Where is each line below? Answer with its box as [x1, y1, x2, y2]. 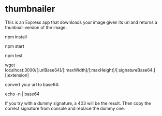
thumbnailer [5, 3, 56, 14]
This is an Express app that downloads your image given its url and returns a [5, 19, 158, 25]
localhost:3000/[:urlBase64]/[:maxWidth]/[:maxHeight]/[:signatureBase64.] [5, 67, 156, 73]
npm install [5, 34, 27, 40]
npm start [5, 43, 25, 49]
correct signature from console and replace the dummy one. [5, 105, 125, 111]
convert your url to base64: [5, 81, 59, 87]
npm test [5, 52, 23, 58]
